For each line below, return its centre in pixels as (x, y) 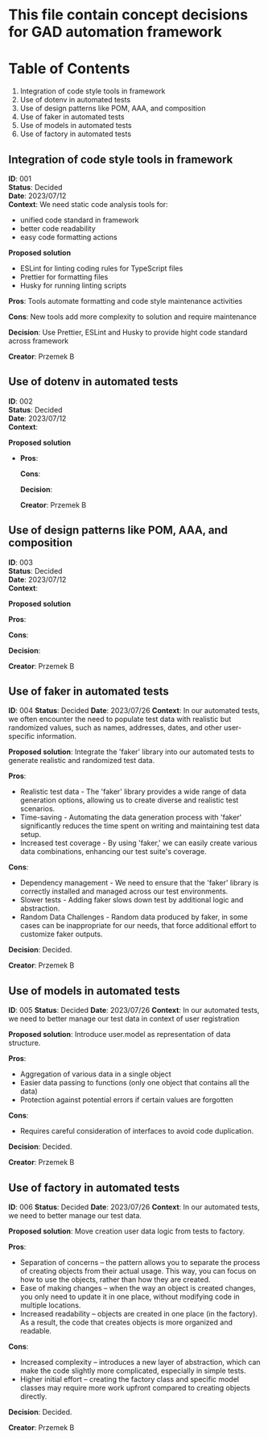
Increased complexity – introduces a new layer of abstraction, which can (140, 1362)
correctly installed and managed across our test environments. (124, 891)
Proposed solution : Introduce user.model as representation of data (120, 1035)
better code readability (58, 228)
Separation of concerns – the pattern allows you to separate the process (140, 1262)
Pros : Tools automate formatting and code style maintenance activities (126, 301)
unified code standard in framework (79, 220)
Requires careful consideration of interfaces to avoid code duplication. (137, 1131)
